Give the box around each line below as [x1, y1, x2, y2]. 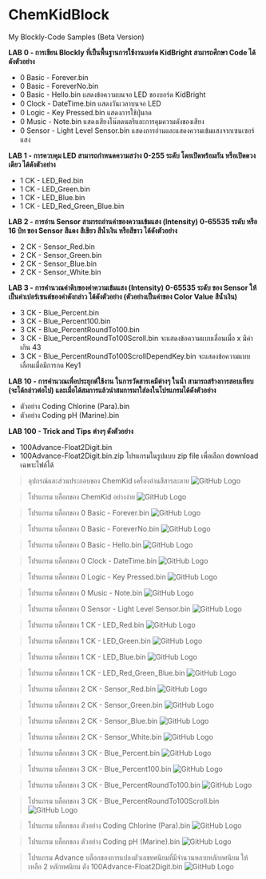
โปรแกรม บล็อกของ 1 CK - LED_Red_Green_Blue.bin [27, 668, 185, 677]
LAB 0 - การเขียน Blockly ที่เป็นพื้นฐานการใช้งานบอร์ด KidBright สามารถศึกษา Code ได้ [8, 47, 256, 57]
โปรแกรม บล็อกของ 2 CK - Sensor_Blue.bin [27, 716, 158, 725]
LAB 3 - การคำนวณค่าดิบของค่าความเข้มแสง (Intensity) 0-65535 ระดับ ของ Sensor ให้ [8, 283, 257, 292]
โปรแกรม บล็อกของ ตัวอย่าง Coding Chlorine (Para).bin [27, 821, 191, 830]
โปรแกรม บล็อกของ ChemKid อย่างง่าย [27, 492, 136, 501]
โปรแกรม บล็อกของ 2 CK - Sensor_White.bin [27, 732, 162, 741]
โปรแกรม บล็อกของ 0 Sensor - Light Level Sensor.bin [27, 604, 191, 613]
